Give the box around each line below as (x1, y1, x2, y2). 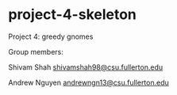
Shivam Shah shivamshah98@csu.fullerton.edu (8, 62, 164, 72)
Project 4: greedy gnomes (8, 32, 94, 41)
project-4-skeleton (8, 6, 137, 24)
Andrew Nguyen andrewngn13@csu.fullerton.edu (8, 78, 169, 87)
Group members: (8, 47, 63, 56)
